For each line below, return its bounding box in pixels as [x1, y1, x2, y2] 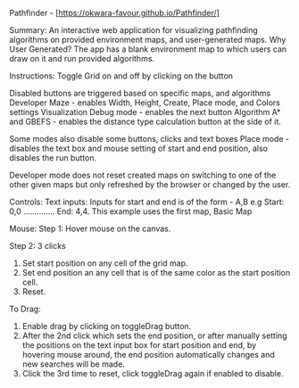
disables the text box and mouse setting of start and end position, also [9, 143, 268, 153]
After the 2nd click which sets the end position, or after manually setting [21, 330, 287, 341]
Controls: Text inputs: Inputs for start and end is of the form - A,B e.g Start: [9, 196, 285, 207]
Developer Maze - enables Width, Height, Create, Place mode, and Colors [9, 97, 281, 108]
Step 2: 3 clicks [9, 241, 67, 251]
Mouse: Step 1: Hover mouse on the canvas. [9, 223, 171, 234]
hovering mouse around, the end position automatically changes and [21, 350, 275, 359]
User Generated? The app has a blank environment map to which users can [9, 44, 287, 54]
